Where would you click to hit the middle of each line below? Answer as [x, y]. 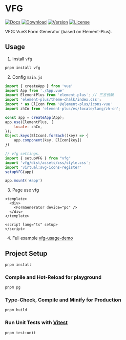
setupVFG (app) [20, 172]
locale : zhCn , [28, 127]
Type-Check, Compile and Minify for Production [63, 300]
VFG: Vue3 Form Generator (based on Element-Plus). [59, 31]
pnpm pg [13, 287]
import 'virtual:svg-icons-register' [43, 167]
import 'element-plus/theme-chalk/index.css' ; [53, 100]
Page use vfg [25, 190]
